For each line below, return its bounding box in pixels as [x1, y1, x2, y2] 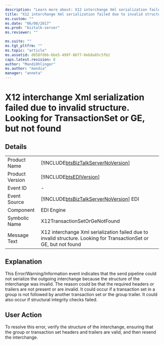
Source [7, 199, 24, 205]
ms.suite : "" [5, 39, 32, 44]
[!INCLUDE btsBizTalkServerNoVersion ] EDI [41, 196, 139, 202]
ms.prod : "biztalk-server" [5, 25, 60, 30]
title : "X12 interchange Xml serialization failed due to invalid [5, 12, 143, 17]
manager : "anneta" [5, 71, 42, 76]
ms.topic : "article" [5, 48, 47, 53]
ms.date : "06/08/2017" [5, 21, 51, 26]
